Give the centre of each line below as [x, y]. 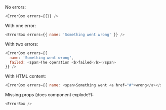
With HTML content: [26, 76]
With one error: [21, 25]
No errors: [16, 7]
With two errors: [22, 44]
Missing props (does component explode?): [49, 95]
